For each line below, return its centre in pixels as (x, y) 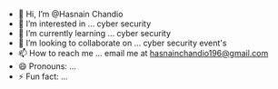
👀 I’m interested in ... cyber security (84, 24)
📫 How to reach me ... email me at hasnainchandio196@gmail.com (143, 53)
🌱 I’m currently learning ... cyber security (94, 33)
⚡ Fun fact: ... (43, 76)
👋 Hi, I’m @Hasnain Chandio (70, 14)
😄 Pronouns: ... (47, 66)
